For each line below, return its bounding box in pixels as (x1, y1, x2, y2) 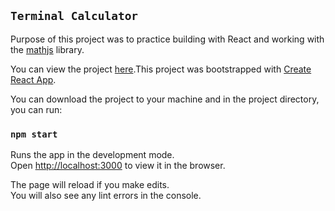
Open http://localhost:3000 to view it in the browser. (10, 160, 226, 172)
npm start (10, 128, 58, 140)
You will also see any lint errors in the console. (10, 190, 202, 202)
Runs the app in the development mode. (10, 149, 175, 161)
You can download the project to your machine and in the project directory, (10, 93, 320, 105)
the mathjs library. (10, 43, 85, 55)
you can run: (10, 103, 63, 115)
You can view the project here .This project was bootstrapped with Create (10, 63, 312, 75)
